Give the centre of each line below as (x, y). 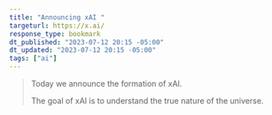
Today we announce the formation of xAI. (106, 84)
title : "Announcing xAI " (57, 17)
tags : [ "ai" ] (33, 58)
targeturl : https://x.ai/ (57, 26)
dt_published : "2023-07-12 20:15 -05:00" (87, 42)
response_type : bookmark (55, 34)
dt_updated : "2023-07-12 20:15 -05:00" (83, 50)
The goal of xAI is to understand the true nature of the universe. (147, 101)
